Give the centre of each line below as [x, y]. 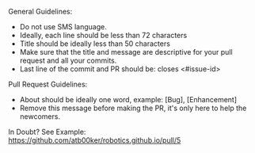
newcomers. [40, 117]
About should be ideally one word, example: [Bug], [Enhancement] [128, 99]
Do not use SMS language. [63, 27]
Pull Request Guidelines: [48, 84]
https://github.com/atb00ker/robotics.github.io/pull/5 [95, 140]
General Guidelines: [40, 11]
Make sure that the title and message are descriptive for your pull [126, 52]
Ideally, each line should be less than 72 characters [103, 35]
